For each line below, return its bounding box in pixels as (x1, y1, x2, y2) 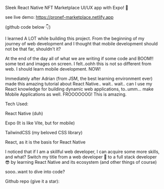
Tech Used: (5, 101, 29, 107)
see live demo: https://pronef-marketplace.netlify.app (5, 14, 114, 20)
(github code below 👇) (5, 24, 51, 30)
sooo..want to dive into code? (5, 169, 65, 175)
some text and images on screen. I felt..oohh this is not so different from (5, 61, 152, 67)
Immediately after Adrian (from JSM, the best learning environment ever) (5, 76, 153, 81)
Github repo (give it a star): (5, 178, 60, 184)
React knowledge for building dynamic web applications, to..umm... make (5, 86, 154, 92)
